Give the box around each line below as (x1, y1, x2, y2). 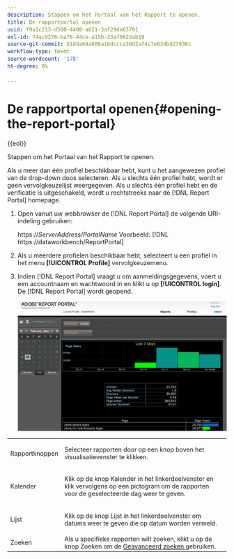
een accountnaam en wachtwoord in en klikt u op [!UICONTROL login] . (17, 279, 221, 288)
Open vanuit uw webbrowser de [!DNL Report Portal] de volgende (17, 209, 207, 218)
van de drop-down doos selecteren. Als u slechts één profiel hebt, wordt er (7, 173, 223, 181)
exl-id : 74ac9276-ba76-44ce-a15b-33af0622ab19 (7, 33, 145, 40)
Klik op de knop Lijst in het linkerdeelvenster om (64, 512, 202, 520)
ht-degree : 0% (7, 63, 49, 70)
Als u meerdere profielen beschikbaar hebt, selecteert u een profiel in (17, 251, 217, 260)
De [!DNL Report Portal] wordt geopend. (17, 287, 133, 295)
